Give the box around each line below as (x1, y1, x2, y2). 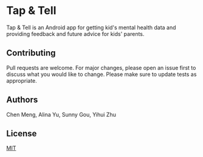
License (6, 128, 37, 139)
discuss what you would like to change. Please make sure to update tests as (6, 71, 197, 78)
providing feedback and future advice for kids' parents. (6, 30, 145, 37)
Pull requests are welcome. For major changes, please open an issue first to (6, 64, 196, 71)
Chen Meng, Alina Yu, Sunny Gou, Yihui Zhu (6, 111, 117, 118)
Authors (6, 95, 38, 105)
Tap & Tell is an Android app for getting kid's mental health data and (6, 24, 176, 31)
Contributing (6, 48, 56, 58)
